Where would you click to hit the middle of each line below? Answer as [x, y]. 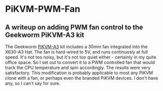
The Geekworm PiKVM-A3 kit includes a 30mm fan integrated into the [76, 47]
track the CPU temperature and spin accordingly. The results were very [78, 68]
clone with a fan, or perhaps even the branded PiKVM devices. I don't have [82, 78]
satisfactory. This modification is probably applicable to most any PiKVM [79, 73]
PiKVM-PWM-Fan [43, 9]
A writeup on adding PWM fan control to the [74, 27]
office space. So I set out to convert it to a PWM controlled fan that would [80, 62]
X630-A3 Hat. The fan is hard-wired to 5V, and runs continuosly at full [77, 52]
